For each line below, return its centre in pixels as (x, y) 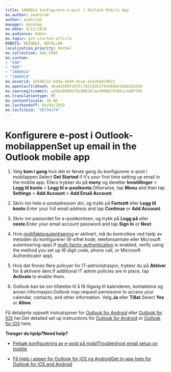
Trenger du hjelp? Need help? (37, 333)
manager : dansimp (24, 24)
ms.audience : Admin (26, 34)
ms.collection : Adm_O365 (32, 53)
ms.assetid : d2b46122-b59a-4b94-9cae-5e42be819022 (60, 81)
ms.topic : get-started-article (39, 39)
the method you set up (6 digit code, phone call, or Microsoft (77, 250)
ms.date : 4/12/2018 (26, 29)
